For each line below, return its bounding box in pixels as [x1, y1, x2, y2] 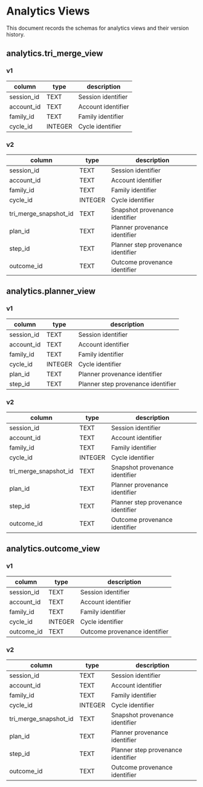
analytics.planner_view [6, 286, 95, 297]
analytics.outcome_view [6, 544, 100, 554]
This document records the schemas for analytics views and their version [6, 24, 189, 32]
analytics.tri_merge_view [6, 49, 103, 59]
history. [6, 30, 25, 38]
